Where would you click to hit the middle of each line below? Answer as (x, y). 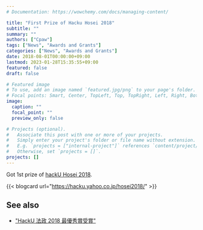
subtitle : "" (23, 28)
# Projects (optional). (36, 129)
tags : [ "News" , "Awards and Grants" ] (54, 45)
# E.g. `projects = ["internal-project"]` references (78, 146)
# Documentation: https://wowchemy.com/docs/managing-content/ (88, 12)
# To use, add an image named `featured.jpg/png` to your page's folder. (101, 90)
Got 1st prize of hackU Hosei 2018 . (49, 174)
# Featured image (28, 84)
